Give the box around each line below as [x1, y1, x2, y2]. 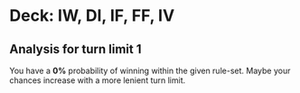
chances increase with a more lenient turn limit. [9, 75, 186, 86]
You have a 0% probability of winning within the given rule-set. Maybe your [9, 65, 291, 76]
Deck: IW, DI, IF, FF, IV [9, 5, 175, 26]
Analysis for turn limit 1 [9, 42, 142, 57]
